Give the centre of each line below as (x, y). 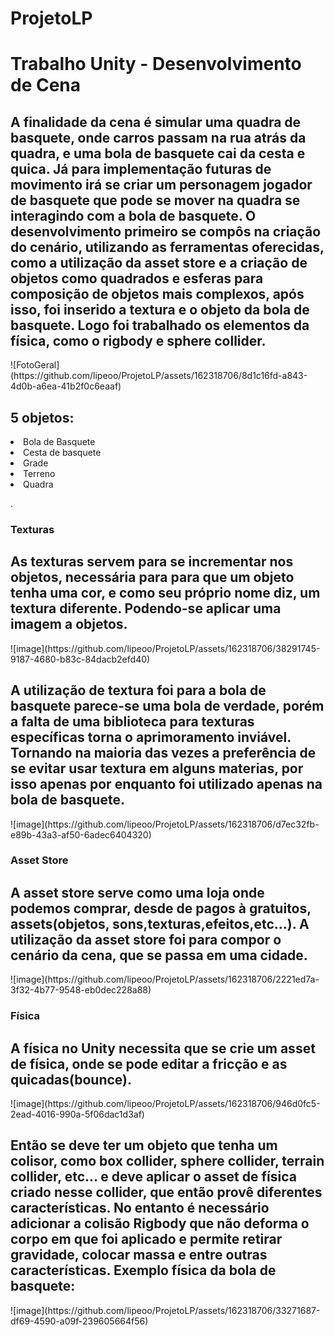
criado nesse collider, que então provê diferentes (166, 1192)
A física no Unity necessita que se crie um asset (163, 1048)
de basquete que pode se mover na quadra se (155, 200)
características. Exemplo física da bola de (143, 1270)
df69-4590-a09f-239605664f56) (79, 1321)
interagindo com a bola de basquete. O (133, 215)
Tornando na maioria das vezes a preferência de (163, 753)
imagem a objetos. (69, 624)
